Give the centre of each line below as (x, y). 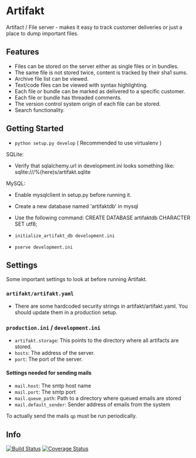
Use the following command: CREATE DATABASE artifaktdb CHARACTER (102, 218)
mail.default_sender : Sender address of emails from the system (92, 404)
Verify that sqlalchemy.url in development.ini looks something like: (94, 166)
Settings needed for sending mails (49, 373)
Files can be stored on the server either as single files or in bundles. (97, 66)
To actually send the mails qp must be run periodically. (72, 416)
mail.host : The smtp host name (53, 386)
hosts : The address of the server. (55, 352)
